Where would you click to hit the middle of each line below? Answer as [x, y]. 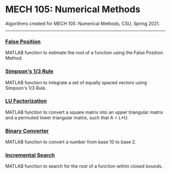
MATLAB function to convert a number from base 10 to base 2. [71, 142]
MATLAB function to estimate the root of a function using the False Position [84, 53]
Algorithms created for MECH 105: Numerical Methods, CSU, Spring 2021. [83, 23]
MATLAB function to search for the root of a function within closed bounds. [84, 166]
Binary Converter [27, 131]
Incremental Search [30, 155]
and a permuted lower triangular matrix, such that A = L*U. [67, 117]
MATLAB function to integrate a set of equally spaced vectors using [76, 82]
